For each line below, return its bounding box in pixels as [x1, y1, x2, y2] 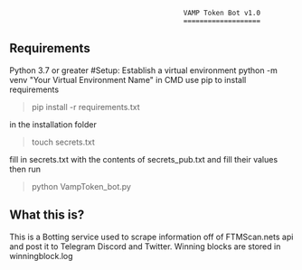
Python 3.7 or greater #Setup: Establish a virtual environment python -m [9, 64, 278, 76]
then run [9, 163, 42, 174]
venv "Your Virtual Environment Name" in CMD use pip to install [9, 74, 247, 85]
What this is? [9, 208, 85, 223]
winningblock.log [9, 250, 74, 261]
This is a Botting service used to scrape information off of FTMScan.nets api [9, 231, 294, 242]
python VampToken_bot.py [31, 181, 131, 191]
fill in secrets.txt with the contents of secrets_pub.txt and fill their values [9, 154, 278, 164]
